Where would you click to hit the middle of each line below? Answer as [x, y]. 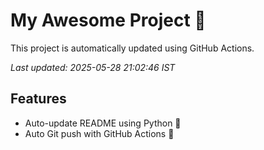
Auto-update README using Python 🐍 [103, 123]
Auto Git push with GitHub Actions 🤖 [99, 133]
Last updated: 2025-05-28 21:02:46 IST [93, 67]
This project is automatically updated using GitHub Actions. [132, 48]
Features [38, 99]
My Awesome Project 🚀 [108, 20]
